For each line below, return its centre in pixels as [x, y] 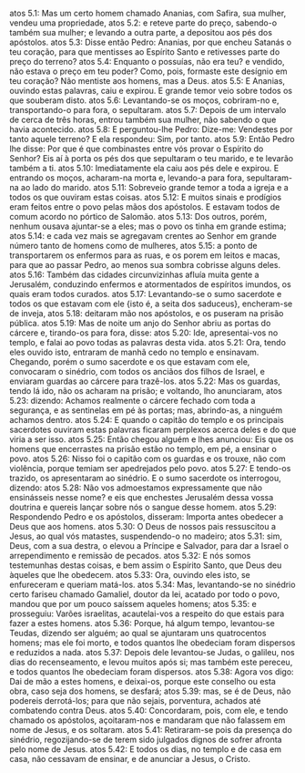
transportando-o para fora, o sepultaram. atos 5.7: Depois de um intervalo [148, 110]
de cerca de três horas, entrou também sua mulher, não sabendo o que [143, 119]
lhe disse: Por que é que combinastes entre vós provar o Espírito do [137, 149]
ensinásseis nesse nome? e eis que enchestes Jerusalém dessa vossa [142, 497]
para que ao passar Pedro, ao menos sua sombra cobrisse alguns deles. [145, 265]
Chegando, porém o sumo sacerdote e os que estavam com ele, [130, 362]
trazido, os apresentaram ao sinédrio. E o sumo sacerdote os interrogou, [146, 478]
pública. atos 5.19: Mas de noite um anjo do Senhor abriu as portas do [140, 323]
